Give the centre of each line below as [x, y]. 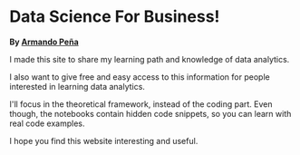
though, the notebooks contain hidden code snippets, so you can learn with [150, 113]
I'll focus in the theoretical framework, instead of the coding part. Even [141, 104]
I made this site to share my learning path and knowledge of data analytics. [150, 59]
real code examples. [47, 123]
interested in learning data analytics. [77, 86]
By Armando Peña [44, 42]
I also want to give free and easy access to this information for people [140, 77]
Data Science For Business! [115, 17]
